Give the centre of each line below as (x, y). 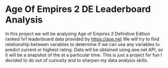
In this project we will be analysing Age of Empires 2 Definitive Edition (78, 33)
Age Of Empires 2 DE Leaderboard (78, 9)
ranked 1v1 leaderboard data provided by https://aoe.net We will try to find (82, 39)
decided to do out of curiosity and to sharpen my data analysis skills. (77, 60)
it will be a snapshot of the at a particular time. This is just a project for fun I (84, 55)
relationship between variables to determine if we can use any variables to (82, 44)
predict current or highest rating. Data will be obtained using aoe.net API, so (84, 49)
